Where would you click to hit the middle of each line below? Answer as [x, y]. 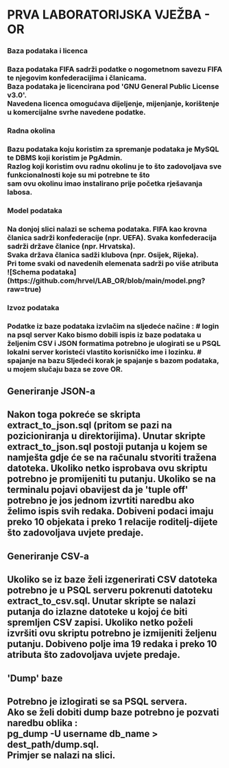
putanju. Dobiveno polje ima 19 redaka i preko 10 [112, 644]
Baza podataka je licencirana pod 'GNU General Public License [113, 87]
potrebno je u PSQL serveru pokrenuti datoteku [110, 590]
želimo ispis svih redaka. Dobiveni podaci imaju [110, 511]
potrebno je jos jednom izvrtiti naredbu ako [101, 501]
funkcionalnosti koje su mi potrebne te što [79, 175]
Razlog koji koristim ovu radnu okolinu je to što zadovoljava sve [114, 166]
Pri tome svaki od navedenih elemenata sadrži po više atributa [113, 263]
